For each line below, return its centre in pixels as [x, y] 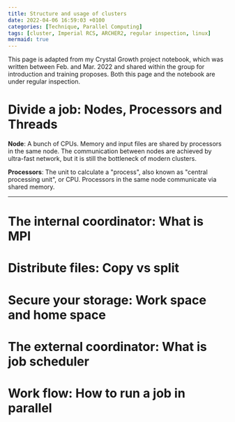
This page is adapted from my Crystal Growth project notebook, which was [116, 59]
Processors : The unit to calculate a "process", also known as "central [108, 172]
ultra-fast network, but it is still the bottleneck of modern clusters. [103, 159]
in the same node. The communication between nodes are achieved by [110, 151]
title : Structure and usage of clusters [68, 14]
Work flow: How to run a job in [97, 393]
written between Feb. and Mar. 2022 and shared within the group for [106, 67]
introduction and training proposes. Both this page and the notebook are [112, 75]
